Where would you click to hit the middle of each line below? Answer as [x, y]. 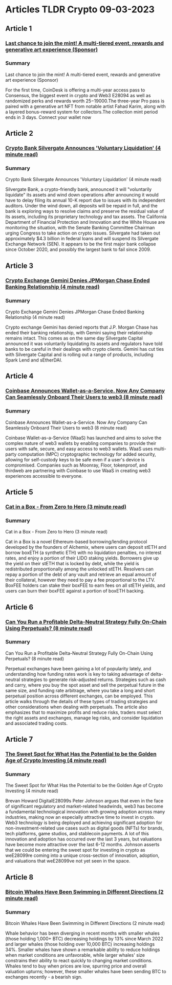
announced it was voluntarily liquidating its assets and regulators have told [84, 344]
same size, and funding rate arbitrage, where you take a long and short [80, 690]
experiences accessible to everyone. [44, 476]
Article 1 [19, 29]
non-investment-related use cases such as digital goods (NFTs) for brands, [85, 828]
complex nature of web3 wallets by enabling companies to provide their [81, 443]
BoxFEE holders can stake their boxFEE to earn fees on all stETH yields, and [85, 585]
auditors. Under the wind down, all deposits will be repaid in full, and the [81, 206]
